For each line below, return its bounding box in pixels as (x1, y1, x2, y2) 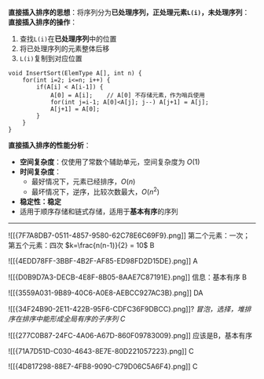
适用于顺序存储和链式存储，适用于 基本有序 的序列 (19, 206, 178, 216)
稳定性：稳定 (19, 196, 61, 206)
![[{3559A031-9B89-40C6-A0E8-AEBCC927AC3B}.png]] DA (8, 288, 203, 297)
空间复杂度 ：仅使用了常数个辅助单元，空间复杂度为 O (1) (19, 157, 200, 166)
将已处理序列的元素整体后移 (19, 44, 110, 53)
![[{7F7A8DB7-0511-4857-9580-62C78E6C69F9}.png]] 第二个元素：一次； (8, 231, 251, 240)
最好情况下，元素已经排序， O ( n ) (31, 177, 136, 186)
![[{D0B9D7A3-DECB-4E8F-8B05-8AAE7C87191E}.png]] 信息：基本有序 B (8, 272, 247, 282)
